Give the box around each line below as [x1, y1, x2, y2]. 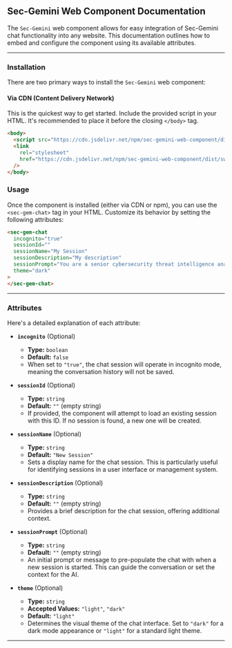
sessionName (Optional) [17, 429, 81, 438]
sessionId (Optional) [17, 380, 76, 389]
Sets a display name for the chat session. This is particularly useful [27, 458, 218, 466]
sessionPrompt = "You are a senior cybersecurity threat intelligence [13, 261, 215, 268]
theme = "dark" [13, 267, 51, 274]
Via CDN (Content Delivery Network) [7, 93, 115, 102]
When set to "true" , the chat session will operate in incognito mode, [27, 360, 222, 369]
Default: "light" [27, 611, 75, 620]
